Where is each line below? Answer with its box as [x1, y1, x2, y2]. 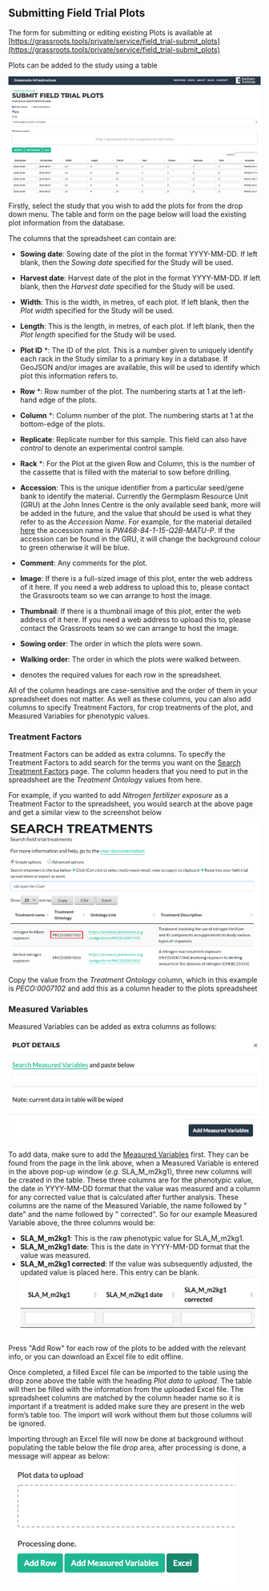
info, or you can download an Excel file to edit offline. [8, 1352, 184, 1361]
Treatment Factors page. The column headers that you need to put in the [8, 766, 248, 775]
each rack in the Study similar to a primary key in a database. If [19, 353, 228, 364]
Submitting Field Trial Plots [8, 6, 146, 20]
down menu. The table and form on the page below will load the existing [8, 209, 247, 219]
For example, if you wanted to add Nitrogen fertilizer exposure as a [8, 790, 229, 800]
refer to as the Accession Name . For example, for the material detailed [19, 517, 252, 527]
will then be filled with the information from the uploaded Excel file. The [8, 1385, 244, 1394]
